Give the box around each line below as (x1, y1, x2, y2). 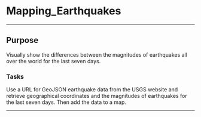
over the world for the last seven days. (6, 57, 101, 64)
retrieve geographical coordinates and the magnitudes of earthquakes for (6, 93, 187, 100)
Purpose (6, 35, 39, 45)
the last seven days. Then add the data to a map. (6, 98, 127, 106)
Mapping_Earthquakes (6, 4, 121, 18)
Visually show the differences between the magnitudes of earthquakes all (6, 51, 187, 58)
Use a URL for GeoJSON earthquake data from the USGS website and (6, 86, 178, 93)
